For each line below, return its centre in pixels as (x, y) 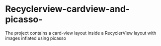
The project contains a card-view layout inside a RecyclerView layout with (81, 33)
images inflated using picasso (36, 38)
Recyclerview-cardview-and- (68, 9)
